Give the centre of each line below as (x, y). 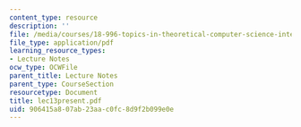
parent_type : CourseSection (62, 84)
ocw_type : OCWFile (43, 68)
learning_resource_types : (57, 51)
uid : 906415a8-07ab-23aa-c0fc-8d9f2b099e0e (92, 109)
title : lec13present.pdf (56, 101)
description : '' (39, 26)
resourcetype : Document (54, 92)
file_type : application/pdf (62, 42)
